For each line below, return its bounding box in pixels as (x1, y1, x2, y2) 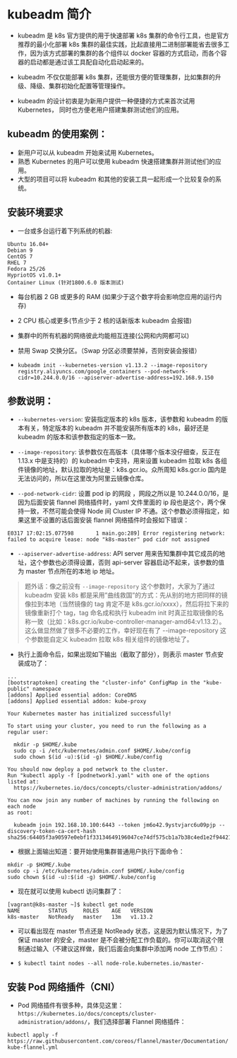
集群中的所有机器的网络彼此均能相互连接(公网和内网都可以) (17, 331, 190, 339)
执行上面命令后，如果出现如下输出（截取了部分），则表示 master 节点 (17, 650, 218, 658)
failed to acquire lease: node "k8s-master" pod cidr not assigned (7, 536, 210, 543)
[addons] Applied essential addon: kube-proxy (7, 698, 147, 705)
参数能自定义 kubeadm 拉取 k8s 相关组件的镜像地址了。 (30, 635, 193, 644)
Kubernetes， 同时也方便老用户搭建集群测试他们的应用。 (17, 105, 183, 114)
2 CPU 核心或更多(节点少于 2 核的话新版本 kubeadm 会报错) (17, 316, 192, 325)
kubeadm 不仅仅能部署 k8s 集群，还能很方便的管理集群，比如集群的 (17, 72, 215, 81)
